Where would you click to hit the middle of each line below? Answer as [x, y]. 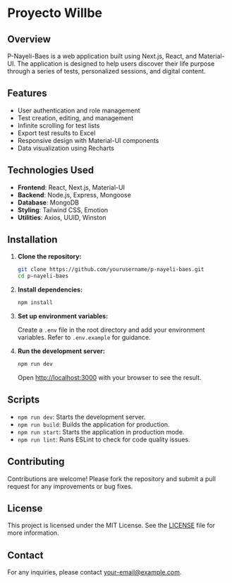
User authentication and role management [79, 110]
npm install [35, 303]
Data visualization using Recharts [66, 148]
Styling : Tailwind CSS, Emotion [63, 209]
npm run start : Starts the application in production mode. [101, 432]
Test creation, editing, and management [75, 117]
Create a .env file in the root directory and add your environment [111, 330]
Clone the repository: [49, 257]
